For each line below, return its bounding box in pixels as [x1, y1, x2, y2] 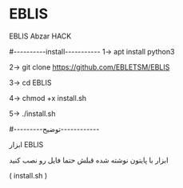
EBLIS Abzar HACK [9, 31, 72, 41]
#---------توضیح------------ [9, 124, 100, 134]
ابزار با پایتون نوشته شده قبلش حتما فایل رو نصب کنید [9, 155, 169, 165]
